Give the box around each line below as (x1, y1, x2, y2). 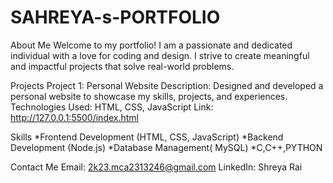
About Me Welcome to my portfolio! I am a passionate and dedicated (10, 39, 293, 51)
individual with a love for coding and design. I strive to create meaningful (10, 49, 310, 61)
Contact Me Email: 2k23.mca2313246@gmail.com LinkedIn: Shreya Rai (10, 161, 303, 173)
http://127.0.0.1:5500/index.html (10, 111, 139, 123)
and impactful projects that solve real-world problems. (10, 60, 235, 72)
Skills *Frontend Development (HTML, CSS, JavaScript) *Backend (10, 131, 284, 143)
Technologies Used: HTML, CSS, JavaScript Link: (10, 101, 214, 113)
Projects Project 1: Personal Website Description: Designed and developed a (10, 79, 324, 91)
